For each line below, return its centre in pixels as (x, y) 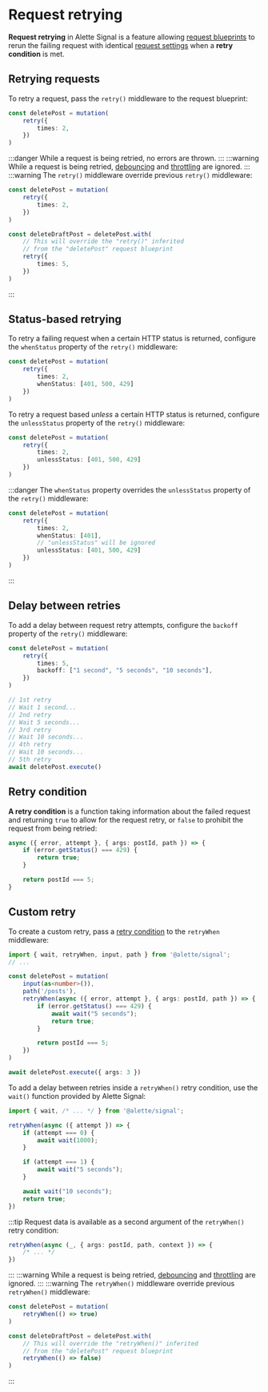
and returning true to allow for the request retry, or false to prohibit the (126, 819)
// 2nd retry (30, 714)
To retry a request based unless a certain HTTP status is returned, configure (134, 414)
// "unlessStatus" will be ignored (96, 543)
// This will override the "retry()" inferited (103, 242)
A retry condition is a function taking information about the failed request (129, 811)
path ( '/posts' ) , (50, 992)
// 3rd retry (30, 730)
